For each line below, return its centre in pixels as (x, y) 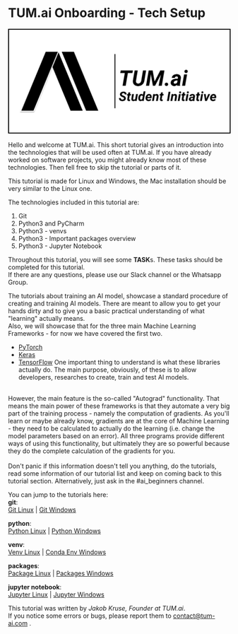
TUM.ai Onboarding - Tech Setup (107, 13)
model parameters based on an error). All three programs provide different (116, 435)
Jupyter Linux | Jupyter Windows (56, 594)
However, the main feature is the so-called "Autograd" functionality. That (114, 398)
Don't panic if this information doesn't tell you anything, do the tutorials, (112, 466)
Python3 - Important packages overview (77, 238)
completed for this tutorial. (47, 267)
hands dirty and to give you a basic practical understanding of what (106, 311)
